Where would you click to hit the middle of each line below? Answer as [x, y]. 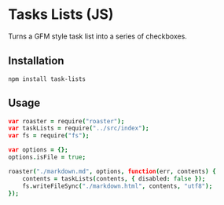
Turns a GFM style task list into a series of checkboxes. [97, 36]
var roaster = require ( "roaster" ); [66, 121]
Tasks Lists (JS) [61, 15]
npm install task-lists [47, 79]
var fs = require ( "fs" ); [49, 136]
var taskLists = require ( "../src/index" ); [79, 128]
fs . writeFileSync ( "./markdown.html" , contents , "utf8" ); [118, 186]
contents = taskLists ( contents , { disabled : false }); [114, 178]
